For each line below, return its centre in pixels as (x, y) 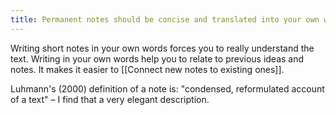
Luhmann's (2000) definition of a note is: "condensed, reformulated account (167, 88)
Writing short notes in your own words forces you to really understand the (162, 48)
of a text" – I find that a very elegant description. (110, 99)
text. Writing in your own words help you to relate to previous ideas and (157, 58)
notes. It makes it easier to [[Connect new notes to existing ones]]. (147, 69)
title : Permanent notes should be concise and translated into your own (165, 19)
